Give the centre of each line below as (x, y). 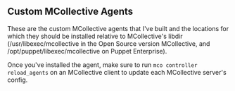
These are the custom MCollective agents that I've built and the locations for (118, 28)
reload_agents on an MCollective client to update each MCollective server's (117, 72)
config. (18, 80)
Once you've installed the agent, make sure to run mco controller (102, 65)
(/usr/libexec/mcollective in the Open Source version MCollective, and (109, 43)
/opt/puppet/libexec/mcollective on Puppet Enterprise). (87, 51)
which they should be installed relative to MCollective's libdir (95, 36)
